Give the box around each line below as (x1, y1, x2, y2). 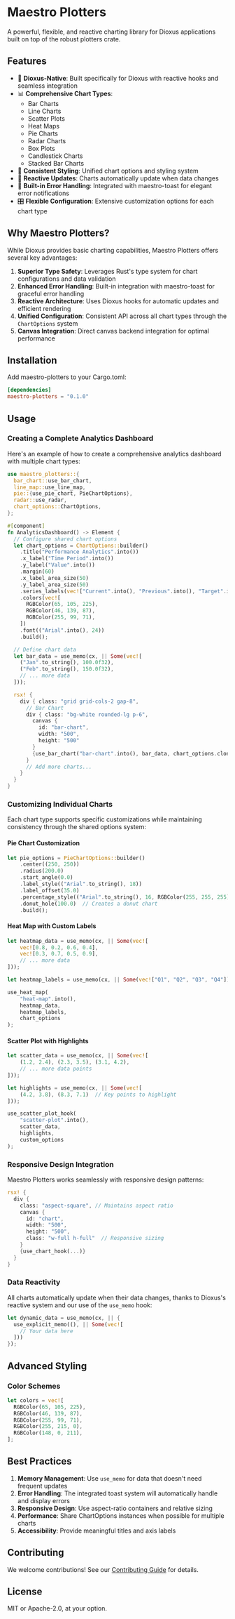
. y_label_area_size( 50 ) (20, 581, 90, 588)
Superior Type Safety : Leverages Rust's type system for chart (17, 267, 198, 275)
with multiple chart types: (7, 457, 80, 465)
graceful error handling (17, 289, 85, 298)
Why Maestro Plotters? (7, 227, 110, 239)
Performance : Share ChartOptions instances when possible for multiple (17, 1511, 225, 1520)
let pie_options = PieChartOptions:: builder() (7, 854, 145, 861)
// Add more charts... (25, 763, 92, 770)
